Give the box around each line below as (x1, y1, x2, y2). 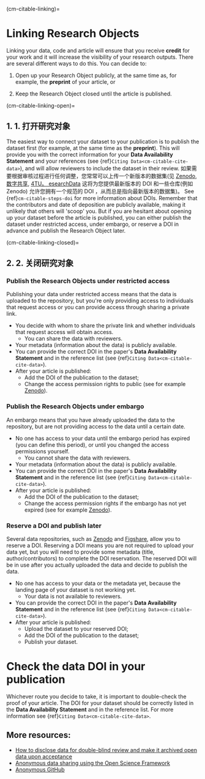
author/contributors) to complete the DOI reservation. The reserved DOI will (6, 555, 197, 562)
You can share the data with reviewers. (24, 335, 123, 342)
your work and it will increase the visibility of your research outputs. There (6, 53, 194, 61)
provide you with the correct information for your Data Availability (6, 151, 173, 158)
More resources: (6, 730, 71, 740)
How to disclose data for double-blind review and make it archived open (15, 746, 198, 753)
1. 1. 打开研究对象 (6, 121, 70, 132)
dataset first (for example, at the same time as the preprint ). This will (6, 144, 180, 152)
